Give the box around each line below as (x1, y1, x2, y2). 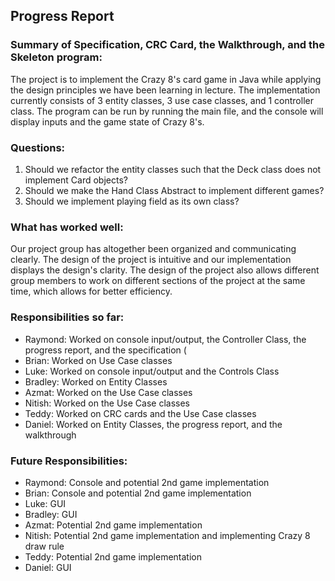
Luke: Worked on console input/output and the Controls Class (24, 365, 280, 377)
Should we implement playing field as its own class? (24, 195, 240, 207)
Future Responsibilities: (10, 454, 128, 468)
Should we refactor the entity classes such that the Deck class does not (24, 163, 322, 175)
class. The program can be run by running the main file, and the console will (10, 105, 324, 117)
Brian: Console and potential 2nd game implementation (24, 487, 252, 499)
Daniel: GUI (24, 561, 72, 573)
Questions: (10, 140, 66, 154)
